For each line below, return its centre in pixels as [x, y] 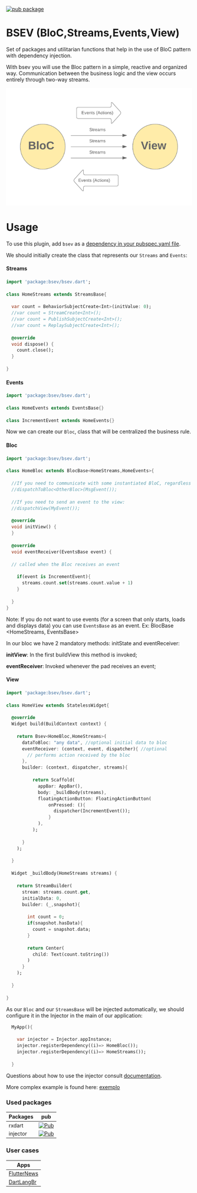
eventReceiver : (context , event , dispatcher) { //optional [94, 749]
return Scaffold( [54, 780]
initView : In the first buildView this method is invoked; [72, 655]
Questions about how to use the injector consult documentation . [84, 1076]
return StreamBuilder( [45, 885]
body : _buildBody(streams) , [72, 792]
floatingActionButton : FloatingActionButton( [94, 799]
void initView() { [34, 527]
